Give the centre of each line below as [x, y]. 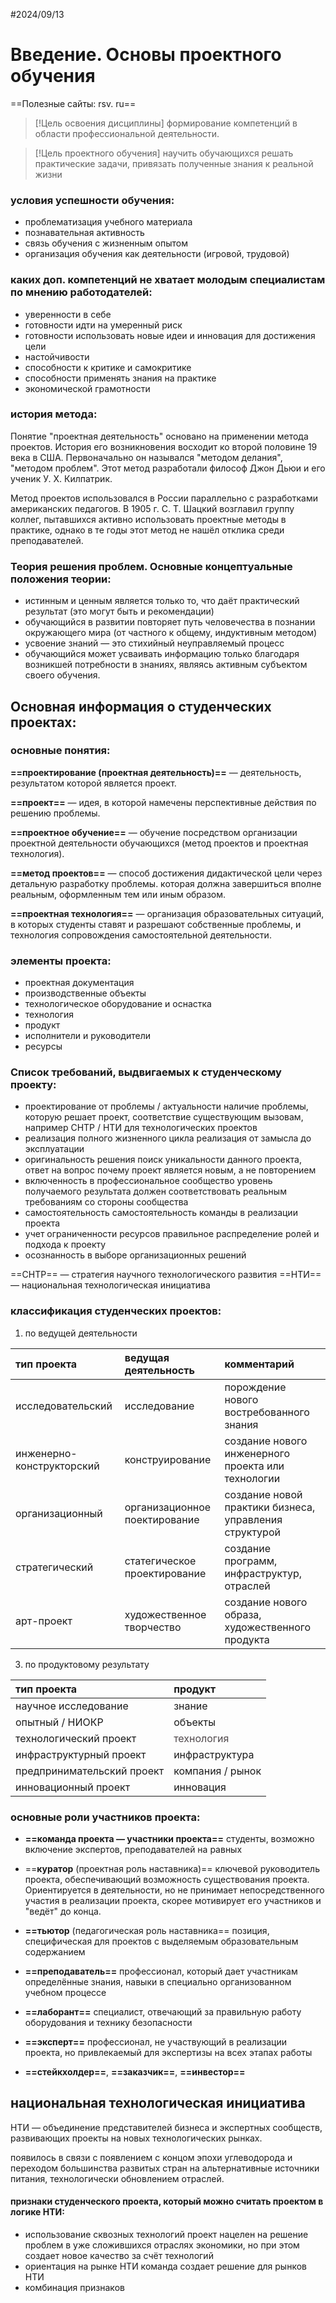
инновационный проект [73, 1787]
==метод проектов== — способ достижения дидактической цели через [166, 873]
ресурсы [43, 1046]
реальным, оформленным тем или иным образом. [118, 894]
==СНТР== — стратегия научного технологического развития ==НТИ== [166, 1275]
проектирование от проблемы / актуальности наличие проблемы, [166, 1106]
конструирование [168, 1459]
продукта [247, 1639]
